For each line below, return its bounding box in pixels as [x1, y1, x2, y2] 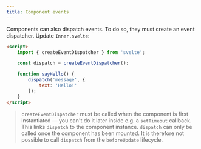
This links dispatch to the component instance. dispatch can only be [21, 123, 192, 130]
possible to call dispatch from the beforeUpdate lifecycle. [21, 136, 163, 143]
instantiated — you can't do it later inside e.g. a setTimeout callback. [21, 116, 192, 124]
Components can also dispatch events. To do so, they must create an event [6, 25, 196, 33]
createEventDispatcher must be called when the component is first [21, 110, 189, 118]
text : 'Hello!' [38, 82, 78, 88]
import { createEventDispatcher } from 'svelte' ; [17, 49, 146, 55]
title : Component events [6, 8, 69, 15]
